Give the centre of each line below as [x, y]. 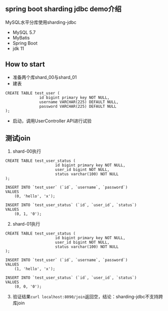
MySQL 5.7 [24, 32]
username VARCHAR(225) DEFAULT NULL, [79, 102]
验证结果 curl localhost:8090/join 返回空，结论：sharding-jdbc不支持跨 [88, 297]
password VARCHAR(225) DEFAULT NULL [78, 106]
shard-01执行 [26, 224]
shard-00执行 [27, 151]
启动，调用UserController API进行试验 [52, 121]
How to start [25, 64]
